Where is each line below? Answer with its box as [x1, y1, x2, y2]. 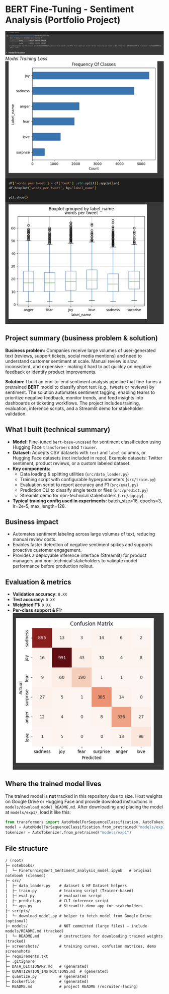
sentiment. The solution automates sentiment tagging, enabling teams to [5, 389, 155, 395]
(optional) [5, 918, 28, 923]
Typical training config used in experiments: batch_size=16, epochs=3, [12, 498, 162, 504]
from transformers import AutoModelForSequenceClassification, [5, 820, 141, 825]
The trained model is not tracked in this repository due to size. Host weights [5, 793, 162, 799]
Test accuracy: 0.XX [12, 597, 55, 603]
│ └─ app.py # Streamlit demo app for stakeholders [5, 903, 143, 908]
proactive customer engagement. [12, 547, 82, 553]
